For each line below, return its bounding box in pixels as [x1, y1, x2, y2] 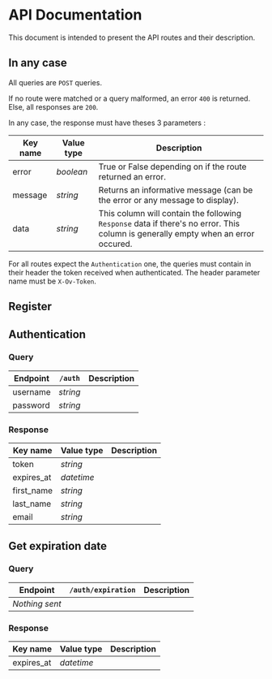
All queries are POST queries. [8, 77, 103, 87]
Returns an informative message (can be [98, 184, 253, 196]
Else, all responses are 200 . [8, 102, 99, 111]
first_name [12, 485, 53, 496]
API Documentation [8, 6, 142, 24]
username [12, 386, 51, 397]
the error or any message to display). [98, 194, 239, 205]
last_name [12, 498, 52, 509]
